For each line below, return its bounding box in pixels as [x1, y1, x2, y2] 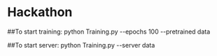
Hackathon [7, 4, 73, 20]
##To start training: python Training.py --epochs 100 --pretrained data [7, 27, 211, 36]
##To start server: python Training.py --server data [7, 41, 155, 49]
